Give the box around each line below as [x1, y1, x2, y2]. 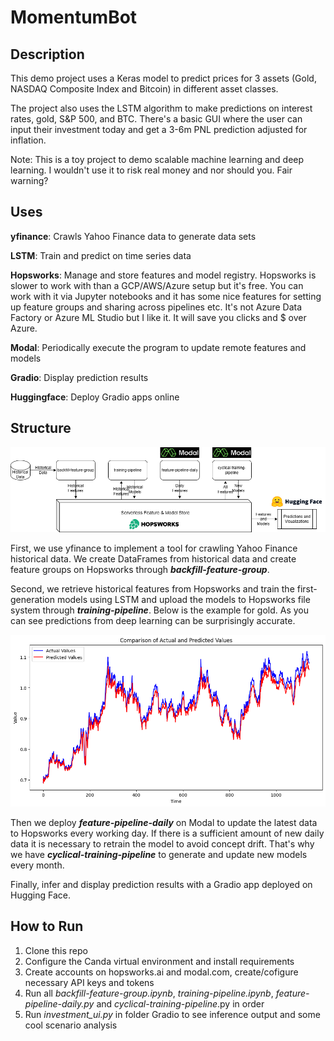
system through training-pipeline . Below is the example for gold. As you [10, 604, 310, 616]
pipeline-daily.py [24, 997, 95, 1010]
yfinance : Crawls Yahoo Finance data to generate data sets [10, 230, 257, 242]
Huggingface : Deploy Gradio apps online [10, 391, 180, 403]
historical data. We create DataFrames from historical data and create [10, 552, 297, 565]
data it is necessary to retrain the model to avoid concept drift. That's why [10, 837, 315, 850]
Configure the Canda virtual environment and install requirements [24, 955, 295, 967]
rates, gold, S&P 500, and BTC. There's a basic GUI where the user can [10, 113, 303, 125]
